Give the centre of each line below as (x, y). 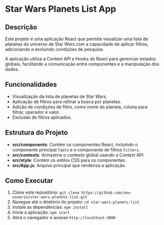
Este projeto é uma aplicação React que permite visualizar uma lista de (77, 39)
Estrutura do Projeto (37, 133)
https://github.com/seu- (107, 193)
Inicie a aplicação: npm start (41, 212)
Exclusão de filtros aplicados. (42, 117)
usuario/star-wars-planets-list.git (50, 197)
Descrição (21, 27)
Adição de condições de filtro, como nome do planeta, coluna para (80, 107)
